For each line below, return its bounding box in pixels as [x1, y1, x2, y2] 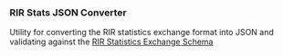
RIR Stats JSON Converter [9, 6, 127, 19]
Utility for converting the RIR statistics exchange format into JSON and [9, 27, 274, 38]
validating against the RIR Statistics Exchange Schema [9, 36, 214, 47]
